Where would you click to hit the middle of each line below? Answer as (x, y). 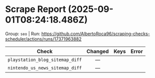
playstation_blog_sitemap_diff (45, 59)
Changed (98, 51)
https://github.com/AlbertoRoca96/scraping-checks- (96, 33)
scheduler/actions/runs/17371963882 (43, 39)
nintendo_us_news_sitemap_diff (45, 68)
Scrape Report (36, 9)
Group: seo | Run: (23, 33)
